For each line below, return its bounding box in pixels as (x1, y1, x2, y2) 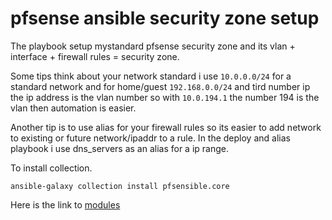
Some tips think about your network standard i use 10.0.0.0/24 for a (10, 70, 292, 82)
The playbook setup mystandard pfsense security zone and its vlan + (10, 40, 296, 52)
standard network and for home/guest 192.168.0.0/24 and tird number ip (10, 80, 311, 92)
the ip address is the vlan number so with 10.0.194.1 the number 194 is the (10, 91, 320, 103)
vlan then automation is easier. (10, 102, 137, 114)
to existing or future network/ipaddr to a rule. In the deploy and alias (10, 132, 291, 144)
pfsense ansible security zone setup (10, 7, 320, 30)
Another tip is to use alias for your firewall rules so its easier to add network (10, 121, 322, 133)
